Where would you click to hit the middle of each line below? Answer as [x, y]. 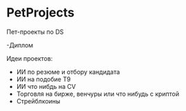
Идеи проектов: [30, 58]
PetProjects [41, 13]
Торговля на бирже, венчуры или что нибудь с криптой [98, 94]
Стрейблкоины [38, 101]
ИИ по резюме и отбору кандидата [68, 72]
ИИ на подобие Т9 [43, 79]
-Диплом [20, 45]
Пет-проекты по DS [35, 32]
